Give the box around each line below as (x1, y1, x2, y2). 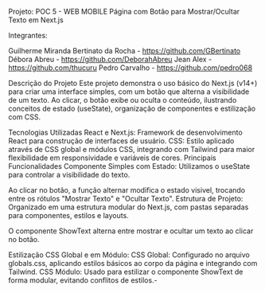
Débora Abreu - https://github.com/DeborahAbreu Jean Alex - (8, 55, 212, 64)
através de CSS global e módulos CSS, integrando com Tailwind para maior (8, 145, 255, 154)
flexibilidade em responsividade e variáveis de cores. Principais (8, 153, 216, 162)
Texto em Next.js (8, 15, 64, 25)
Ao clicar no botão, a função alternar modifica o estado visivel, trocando (8, 186, 245, 194)
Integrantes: (8, 31, 48, 40)
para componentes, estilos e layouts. (8, 211, 129, 220)
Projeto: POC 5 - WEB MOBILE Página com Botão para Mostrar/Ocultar (8, 7, 240, 16)
